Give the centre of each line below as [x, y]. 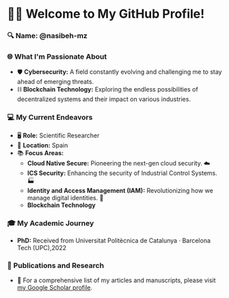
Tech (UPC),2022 [42, 248]
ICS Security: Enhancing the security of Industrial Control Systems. [122, 173]
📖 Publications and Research [56, 265]
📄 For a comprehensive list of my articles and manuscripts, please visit [117, 280]
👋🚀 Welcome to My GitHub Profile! [106, 14]
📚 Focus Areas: [40, 152]
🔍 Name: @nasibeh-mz [47, 36]
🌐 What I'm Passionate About [57, 57]
